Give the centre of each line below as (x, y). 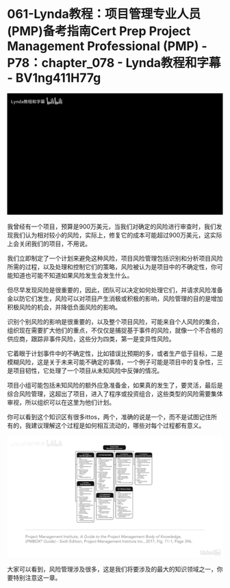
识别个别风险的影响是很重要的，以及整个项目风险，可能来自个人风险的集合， (115, 322)
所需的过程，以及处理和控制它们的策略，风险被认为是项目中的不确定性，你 (112, 267)
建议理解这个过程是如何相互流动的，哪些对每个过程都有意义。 (118, 425)
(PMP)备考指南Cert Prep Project (99, 31)
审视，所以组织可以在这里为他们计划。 (61, 403)
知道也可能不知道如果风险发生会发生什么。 (73, 276)
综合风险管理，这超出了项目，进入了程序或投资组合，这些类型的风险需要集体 (115, 394)
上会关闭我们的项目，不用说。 (49, 244)
